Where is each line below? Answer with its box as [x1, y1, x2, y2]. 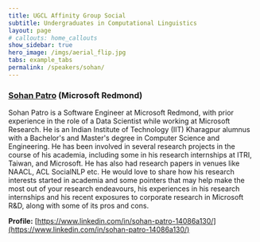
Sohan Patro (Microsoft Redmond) [8, 89, 143, 100]
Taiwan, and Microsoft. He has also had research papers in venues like [8, 158, 240, 168]
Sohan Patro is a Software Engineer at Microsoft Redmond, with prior [8, 108, 235, 118]
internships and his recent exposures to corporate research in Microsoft [8, 193, 244, 202]
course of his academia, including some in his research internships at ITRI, [8, 150, 252, 160]
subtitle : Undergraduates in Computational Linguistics [8, 19, 197, 27]
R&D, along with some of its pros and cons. [8, 201, 149, 211]
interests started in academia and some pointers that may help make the [8, 176, 245, 185]
